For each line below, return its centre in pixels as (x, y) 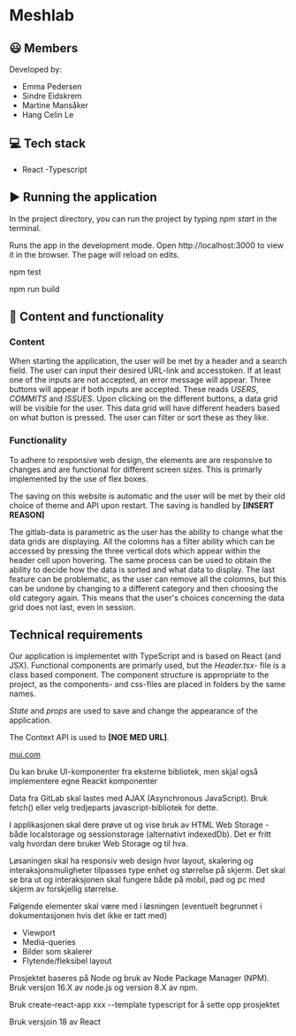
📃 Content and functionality (87, 317)
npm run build (34, 289)
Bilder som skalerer (57, 952)
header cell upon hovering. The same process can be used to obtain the (140, 560)
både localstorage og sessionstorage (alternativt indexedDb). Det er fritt (140, 834)
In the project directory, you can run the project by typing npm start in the (143, 219)
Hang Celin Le (48, 115)
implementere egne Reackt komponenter (83, 781)
